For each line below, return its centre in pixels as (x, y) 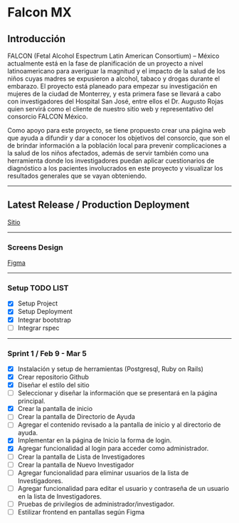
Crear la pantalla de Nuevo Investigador (76, 464)
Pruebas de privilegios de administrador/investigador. (96, 504)
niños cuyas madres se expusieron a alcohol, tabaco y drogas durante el (114, 78)
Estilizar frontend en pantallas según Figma (81, 512)
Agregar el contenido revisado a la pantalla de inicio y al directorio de (119, 425)
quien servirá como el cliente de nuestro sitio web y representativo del (111, 109)
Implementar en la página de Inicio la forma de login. (95, 440)
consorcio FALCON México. (48, 116)
